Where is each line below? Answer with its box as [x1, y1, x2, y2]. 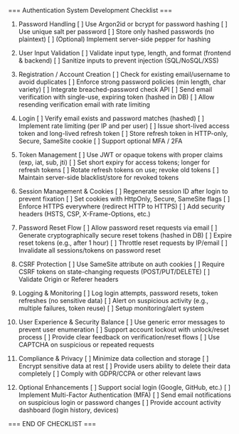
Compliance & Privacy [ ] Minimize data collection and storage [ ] [18, 354, 209, 362]
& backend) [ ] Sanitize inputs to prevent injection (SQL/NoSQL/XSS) [18, 56, 219, 65]
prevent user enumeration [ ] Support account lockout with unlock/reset [18, 325, 230, 334]
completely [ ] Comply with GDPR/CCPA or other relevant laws [18, 369, 201, 378]
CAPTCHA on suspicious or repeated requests [18, 341, 155, 349]
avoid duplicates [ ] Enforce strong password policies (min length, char [18, 78, 226, 86]
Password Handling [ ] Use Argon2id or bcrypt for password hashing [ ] [18, 20, 228, 28]
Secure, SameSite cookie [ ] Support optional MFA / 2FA [18, 137, 183, 145]
